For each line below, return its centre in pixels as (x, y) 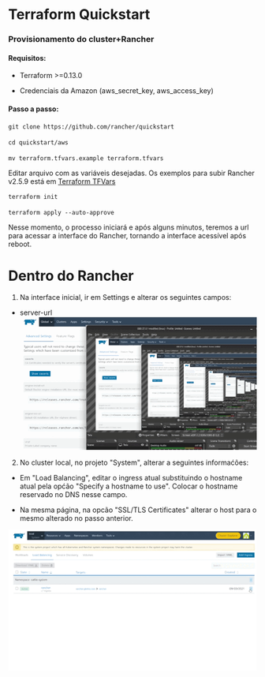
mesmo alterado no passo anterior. (76, 518)
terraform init (33, 196)
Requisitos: (27, 58)
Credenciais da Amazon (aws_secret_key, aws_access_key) (117, 91)
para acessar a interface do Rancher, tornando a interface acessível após (127, 235)
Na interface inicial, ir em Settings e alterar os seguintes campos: (125, 297)
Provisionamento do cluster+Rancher (81, 39)
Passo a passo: (34, 109)
